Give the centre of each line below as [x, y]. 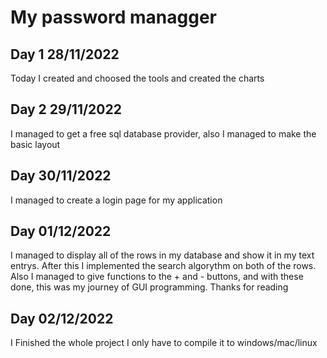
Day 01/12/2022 [61, 231]
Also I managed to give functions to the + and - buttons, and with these [157, 277]
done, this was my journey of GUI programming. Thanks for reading [149, 287]
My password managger [113, 17]
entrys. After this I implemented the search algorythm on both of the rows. [163, 266]
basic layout [35, 144]
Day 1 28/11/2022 [65, 54]
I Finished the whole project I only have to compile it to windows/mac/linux [164, 343]
